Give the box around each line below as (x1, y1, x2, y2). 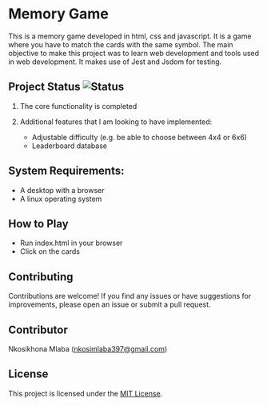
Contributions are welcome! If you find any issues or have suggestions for (8, 291, 252, 301)
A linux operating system (19, 194, 102, 203)
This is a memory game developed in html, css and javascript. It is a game (8, 31, 252, 41)
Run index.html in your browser (19, 238, 123, 248)
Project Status (8, 80, 82, 94)
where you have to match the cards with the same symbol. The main (8, 39, 233, 49)
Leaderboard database (31, 141, 108, 151)
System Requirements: (8, 164, 125, 178)
